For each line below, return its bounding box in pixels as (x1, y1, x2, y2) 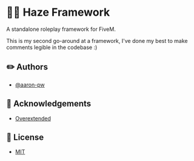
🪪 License (6, 132, 44, 142)
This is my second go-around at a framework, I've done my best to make (6, 37, 188, 44)
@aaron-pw (15, 81, 45, 88)
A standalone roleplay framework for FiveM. (6, 25, 116, 33)
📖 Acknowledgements (6, 99, 92, 109)
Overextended (15, 114, 52, 122)
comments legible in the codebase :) (6, 44, 98, 51)
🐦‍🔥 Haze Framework (6, 5, 110, 19)
